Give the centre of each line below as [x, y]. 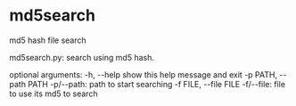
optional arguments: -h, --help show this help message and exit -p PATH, [144, 74]
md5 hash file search [48, 40]
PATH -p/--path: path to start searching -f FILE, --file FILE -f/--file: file [157, 84]
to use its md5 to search [53, 94]
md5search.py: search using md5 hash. [82, 57]
